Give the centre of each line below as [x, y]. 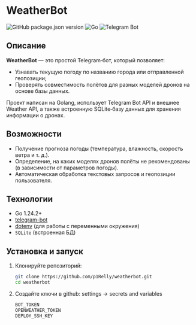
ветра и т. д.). [32, 155]
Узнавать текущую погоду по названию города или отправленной [99, 72]
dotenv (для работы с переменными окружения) [77, 226]
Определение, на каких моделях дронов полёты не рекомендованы [102, 161]
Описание [26, 46]
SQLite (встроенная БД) [45, 233]
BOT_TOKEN [27, 305]
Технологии [29, 199]
